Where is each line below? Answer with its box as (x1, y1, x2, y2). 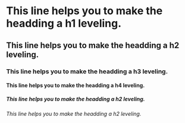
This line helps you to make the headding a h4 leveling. (6, 82, 145, 89)
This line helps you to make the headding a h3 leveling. (6, 67, 168, 75)
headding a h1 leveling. (6, 17, 122, 30)
